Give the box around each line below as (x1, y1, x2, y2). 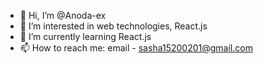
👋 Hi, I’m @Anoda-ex (19, 10, 107, 21)
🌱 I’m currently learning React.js (19, 31, 152, 42)
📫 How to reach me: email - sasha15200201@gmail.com (19, 42, 253, 54)
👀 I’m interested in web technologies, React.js (19, 20, 208, 32)
